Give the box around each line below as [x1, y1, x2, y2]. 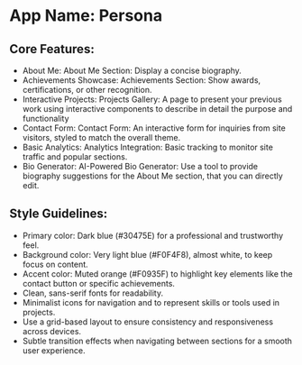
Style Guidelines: [9, 206, 108, 222]
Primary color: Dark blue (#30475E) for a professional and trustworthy [22, 230, 284, 241]
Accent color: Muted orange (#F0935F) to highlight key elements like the [22, 268, 293, 279]
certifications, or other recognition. [22, 85, 152, 95]
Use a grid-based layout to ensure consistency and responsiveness [22, 316, 273, 327]
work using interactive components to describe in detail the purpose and [22, 104, 293, 114]
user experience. [22, 344, 86, 356]
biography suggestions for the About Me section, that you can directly [22, 170, 284, 181]
